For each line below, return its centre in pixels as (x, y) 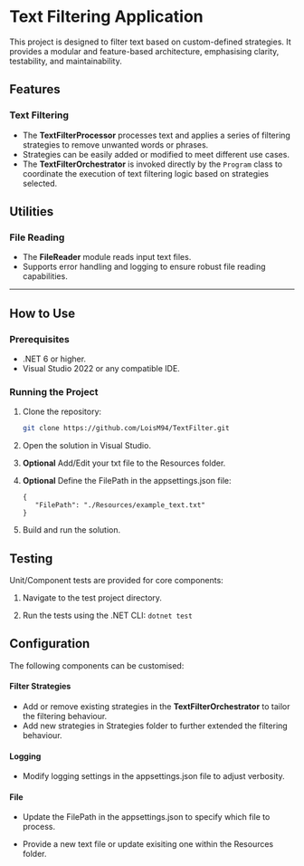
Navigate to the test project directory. (92, 597)
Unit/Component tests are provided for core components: (116, 580)
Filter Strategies (40, 687)
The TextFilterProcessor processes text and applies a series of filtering (157, 135)
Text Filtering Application (106, 17)
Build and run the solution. (71, 530)
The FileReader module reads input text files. (107, 257)
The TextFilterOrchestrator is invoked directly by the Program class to (152, 164)
